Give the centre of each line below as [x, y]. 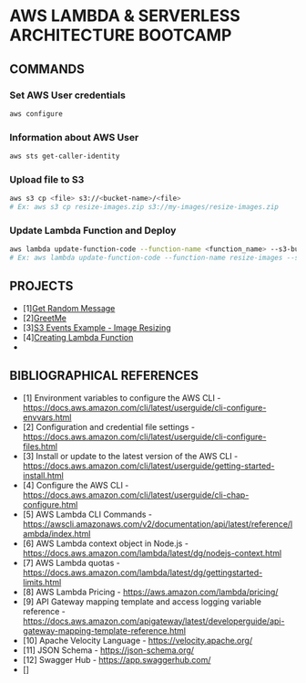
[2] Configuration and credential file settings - [109, 426]
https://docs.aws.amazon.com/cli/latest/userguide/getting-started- [148, 466]
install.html [43, 475]
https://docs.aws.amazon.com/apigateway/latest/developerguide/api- [153, 621]
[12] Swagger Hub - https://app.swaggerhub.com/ [117, 659]
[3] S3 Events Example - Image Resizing [97, 327]
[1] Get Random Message [69, 308]
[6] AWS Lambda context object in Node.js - [106, 543]
